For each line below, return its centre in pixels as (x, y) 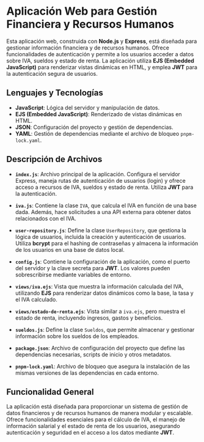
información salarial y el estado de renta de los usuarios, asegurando (93, 426)
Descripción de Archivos (54, 159)
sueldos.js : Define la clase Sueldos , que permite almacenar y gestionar (105, 330)
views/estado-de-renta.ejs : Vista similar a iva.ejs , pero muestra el (100, 311)
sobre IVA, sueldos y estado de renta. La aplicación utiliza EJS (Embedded (100, 61)
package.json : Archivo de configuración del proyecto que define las (100, 348)
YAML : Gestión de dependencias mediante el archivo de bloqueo (97, 133)
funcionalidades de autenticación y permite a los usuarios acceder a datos (100, 54)
